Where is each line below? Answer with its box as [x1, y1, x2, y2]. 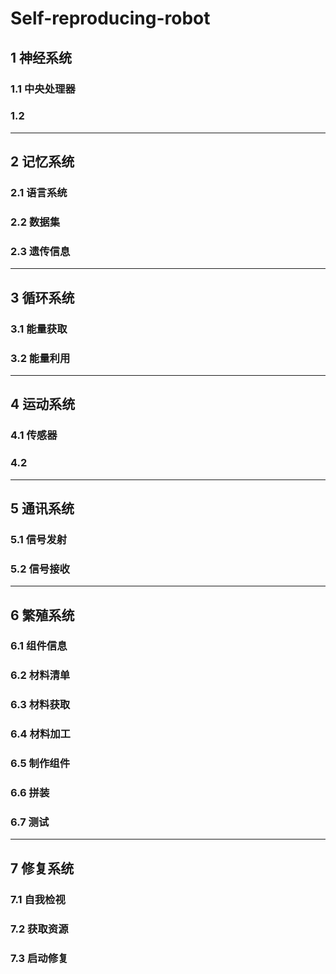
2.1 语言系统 [10, 186, 68, 200]
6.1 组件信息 [10, 639, 68, 653]
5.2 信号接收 [10, 562, 70, 576]
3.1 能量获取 [10, 322, 68, 336]
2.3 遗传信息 [10, 244, 71, 258]
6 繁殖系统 [10, 607, 75, 624]
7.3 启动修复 [10, 951, 69, 965]
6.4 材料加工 [10, 727, 71, 741]
